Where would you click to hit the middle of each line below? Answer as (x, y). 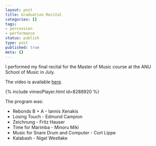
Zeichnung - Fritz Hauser (39, 122)
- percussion (19, 29)
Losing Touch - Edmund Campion (47, 116)
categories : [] (21, 19)
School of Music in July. (30, 72)
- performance (20, 33)
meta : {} (14, 52)
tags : (11, 24)
